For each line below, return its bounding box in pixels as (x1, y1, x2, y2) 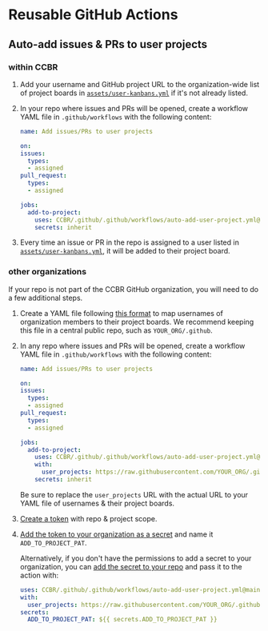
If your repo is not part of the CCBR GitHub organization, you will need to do (8, 284, 258, 294)
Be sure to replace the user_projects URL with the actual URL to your (19, 489, 249, 499)
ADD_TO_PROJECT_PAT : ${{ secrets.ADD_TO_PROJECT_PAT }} (27, 616, 218, 624)
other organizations (8, 266, 86, 278)
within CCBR (8, 62, 58, 73)
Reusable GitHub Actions (8, 6, 178, 24)
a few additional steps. (8, 293, 83, 302)
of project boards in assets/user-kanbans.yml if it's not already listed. (19, 88, 248, 98)
